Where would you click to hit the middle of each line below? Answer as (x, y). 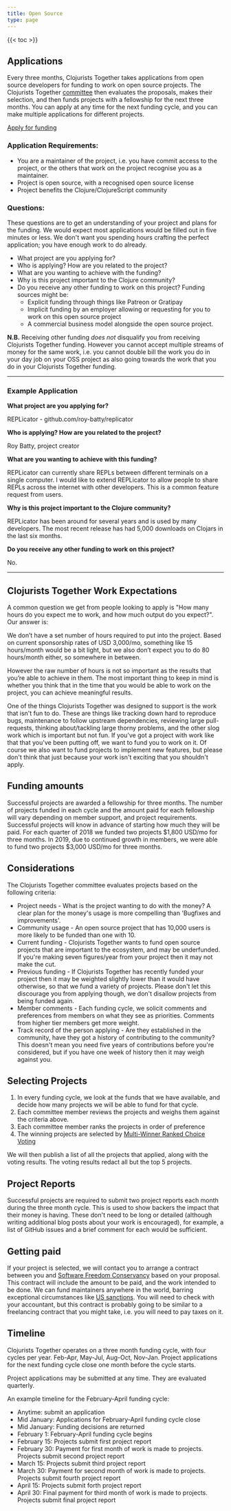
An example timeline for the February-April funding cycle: (88, 1399)
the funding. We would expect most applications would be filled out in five (112, 230)
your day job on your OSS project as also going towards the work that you (112, 359)
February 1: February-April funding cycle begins (85, 1434)
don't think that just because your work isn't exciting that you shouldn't (108, 757)
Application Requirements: (53, 145)
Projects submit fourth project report (69, 1478)
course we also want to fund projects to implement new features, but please (115, 750)
